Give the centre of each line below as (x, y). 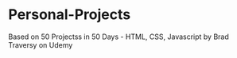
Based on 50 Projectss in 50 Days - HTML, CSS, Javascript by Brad (118, 37)
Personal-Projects (70, 15)
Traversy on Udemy (41, 44)
